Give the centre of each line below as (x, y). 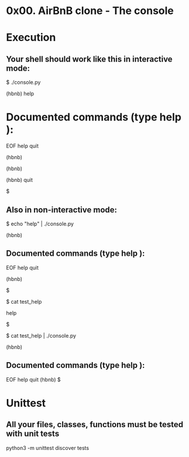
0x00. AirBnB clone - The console (90, 11)
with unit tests (33, 434)
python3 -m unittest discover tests (48, 448)
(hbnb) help (20, 94)
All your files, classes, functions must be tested (94, 425)
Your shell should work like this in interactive (89, 59)
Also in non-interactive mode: (62, 210)
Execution (31, 38)
